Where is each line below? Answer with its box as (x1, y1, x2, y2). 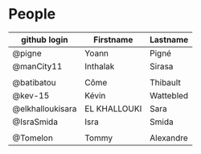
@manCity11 (12, 60, 63, 72)
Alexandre (150, 132, 189, 144)
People (8, 5, 56, 23)
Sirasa (150, 60, 174, 72)
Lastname (150, 34, 189, 45)
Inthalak (84, 60, 115, 72)
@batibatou (12, 77, 56, 88)
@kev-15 (12, 89, 50, 101)
